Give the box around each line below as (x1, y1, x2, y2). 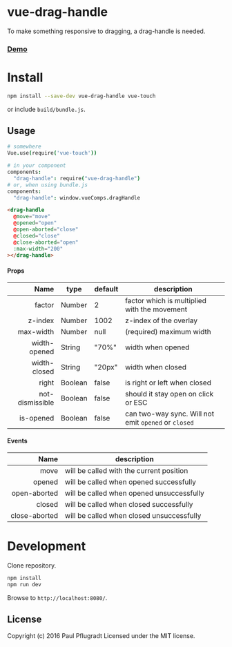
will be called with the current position (64, 465, 188, 475)
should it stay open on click (125, 389, 214, 398)
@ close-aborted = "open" (13, 239, 79, 246)
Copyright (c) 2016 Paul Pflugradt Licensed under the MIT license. (7, 632, 195, 640)
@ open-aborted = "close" (13, 226, 79, 233)
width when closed (125, 362, 186, 371)
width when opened (125, 342, 190, 352)
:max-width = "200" (13, 245, 64, 252)
